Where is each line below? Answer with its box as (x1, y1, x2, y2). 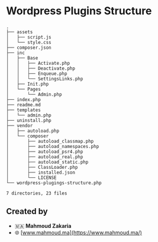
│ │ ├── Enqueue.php (6, 70, 67, 77)
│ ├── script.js (6, 34, 51, 40)
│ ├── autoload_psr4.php (6, 149, 83, 155)
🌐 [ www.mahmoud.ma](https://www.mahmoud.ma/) (14, 229, 142, 236)
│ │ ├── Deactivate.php (6, 65, 76, 71)
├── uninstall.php (6, 117, 51, 123)
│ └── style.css (6, 39, 51, 45)
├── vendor (6, 122, 33, 128)
